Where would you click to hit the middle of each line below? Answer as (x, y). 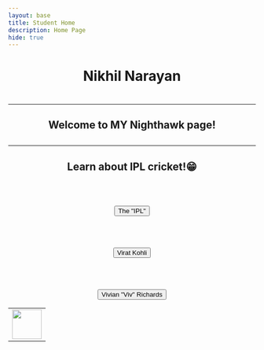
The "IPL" (132, 211)
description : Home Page (47, 30)
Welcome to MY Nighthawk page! (132, 125)
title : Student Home (42, 23)
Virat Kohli (132, 252)
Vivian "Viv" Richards (132, 295)
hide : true (26, 37)
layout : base (29, 15)
